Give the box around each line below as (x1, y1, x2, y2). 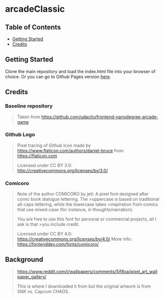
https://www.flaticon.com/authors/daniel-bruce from (17, 147, 124, 153)
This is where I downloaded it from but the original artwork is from (17, 283, 151, 289)
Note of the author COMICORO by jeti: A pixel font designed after (17, 191, 149, 197)
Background (5, 255, 43, 264)
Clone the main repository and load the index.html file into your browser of (5, 68, 156, 74)
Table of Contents (5, 23, 61, 31)
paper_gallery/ (17, 273, 47, 279)
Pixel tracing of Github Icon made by (17, 142, 91, 148)
